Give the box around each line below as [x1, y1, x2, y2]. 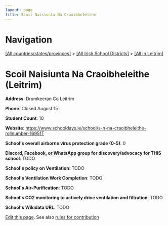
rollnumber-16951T [5, 130, 45, 137]
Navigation [5, 34, 52, 46]
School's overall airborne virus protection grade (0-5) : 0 [5, 140, 126, 147]
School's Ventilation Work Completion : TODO [5, 175, 103, 181]
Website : [5, 125, 25, 131]
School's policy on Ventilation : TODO [5, 165, 85, 171]
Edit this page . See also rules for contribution [5, 214, 100, 220]
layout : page [5, 7, 33, 13]
